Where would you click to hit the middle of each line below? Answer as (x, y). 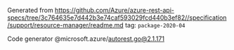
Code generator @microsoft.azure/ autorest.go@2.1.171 (86, 39)
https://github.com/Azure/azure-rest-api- (115, 10)
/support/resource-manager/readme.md (66, 25)
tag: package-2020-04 (155, 25)
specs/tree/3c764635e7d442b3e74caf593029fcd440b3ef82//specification (117, 18)
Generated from (31, 10)
